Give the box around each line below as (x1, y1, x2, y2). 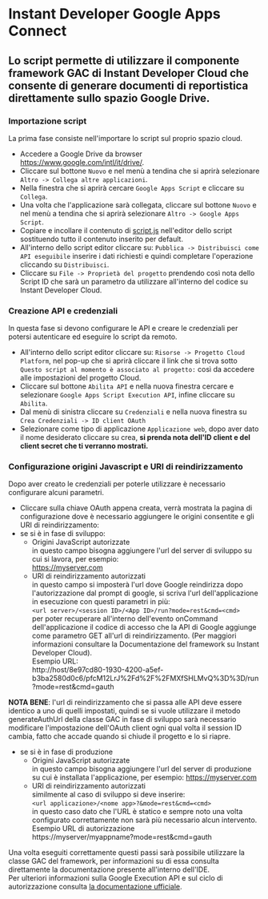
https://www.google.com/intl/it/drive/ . (19, 157, 145, 167)
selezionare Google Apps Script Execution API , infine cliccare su (19, 390, 235, 400)
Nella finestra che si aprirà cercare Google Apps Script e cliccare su (19, 183, 245, 192)
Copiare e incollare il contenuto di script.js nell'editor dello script (19, 225, 233, 235)
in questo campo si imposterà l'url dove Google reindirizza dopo (31, 580, 244, 590)
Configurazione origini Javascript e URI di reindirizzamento (8, 462, 243, 473)
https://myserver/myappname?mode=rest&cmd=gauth (31, 832, 212, 842)
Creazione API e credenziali (8, 305, 118, 316)
